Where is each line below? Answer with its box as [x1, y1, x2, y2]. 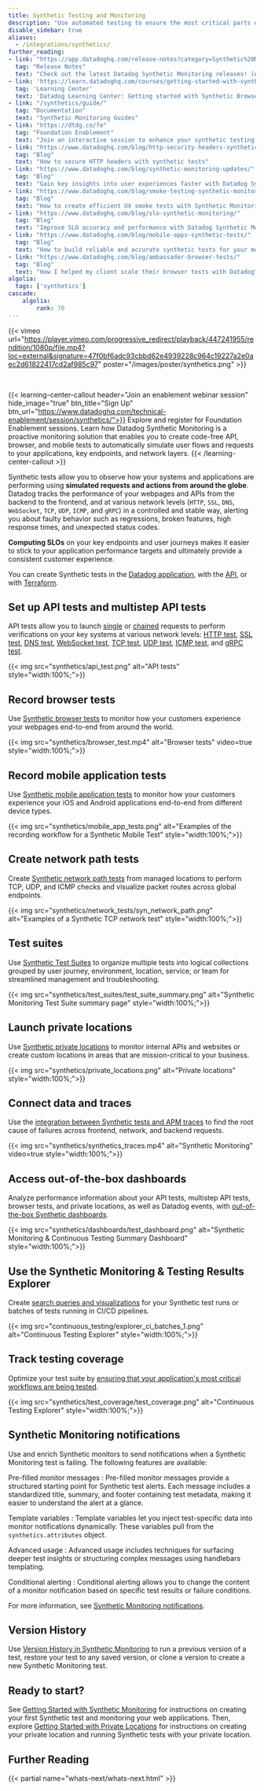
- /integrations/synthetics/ [15, 41, 111, 49]
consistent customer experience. [8, 554, 115, 564]
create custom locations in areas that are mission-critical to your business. [8, 1050, 250, 1060]
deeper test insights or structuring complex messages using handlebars [8, 1553, 241, 1563]
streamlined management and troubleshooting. [8, 974, 159, 984]
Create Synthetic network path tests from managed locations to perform [8, 873, 242, 883]
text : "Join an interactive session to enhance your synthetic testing [15, 135, 255, 144]
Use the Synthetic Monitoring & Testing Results [8, 1264, 245, 1278]
